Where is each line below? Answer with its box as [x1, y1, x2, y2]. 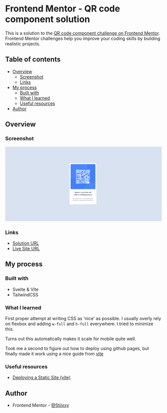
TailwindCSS [12, 292, 39, 298]
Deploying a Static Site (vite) [12, 375, 71, 381]
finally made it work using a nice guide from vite [5, 351, 103, 357]
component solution [5, 13, 90, 25]
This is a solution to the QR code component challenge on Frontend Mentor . [5, 30, 160, 36]
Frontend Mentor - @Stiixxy [12, 403, 70, 409]
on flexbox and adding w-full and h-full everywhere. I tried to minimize [5, 321, 154, 327]
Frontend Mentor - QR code [5, 3, 120, 14]
